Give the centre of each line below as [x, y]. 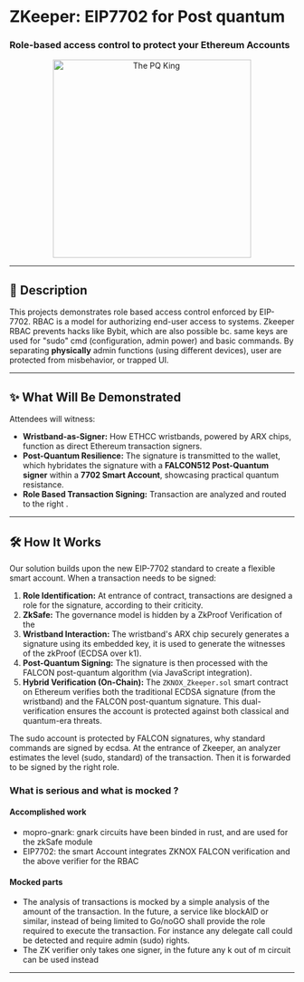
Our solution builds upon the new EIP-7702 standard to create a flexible [142, 568]
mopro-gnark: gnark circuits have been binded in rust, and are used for [155, 833]
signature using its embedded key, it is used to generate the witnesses [154, 643]
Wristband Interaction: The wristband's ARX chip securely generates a [156, 634]
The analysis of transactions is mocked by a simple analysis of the [146, 902]
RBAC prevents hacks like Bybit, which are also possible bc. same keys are [149, 332]
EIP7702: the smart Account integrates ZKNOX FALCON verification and [157, 852]
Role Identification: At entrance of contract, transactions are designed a [157, 595]
